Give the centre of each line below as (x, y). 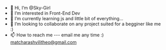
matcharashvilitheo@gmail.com (43, 42)
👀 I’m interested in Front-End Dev (45, 13)
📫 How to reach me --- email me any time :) (57, 35)
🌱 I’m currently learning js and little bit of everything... (67, 18)
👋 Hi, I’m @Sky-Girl (30, 8)
